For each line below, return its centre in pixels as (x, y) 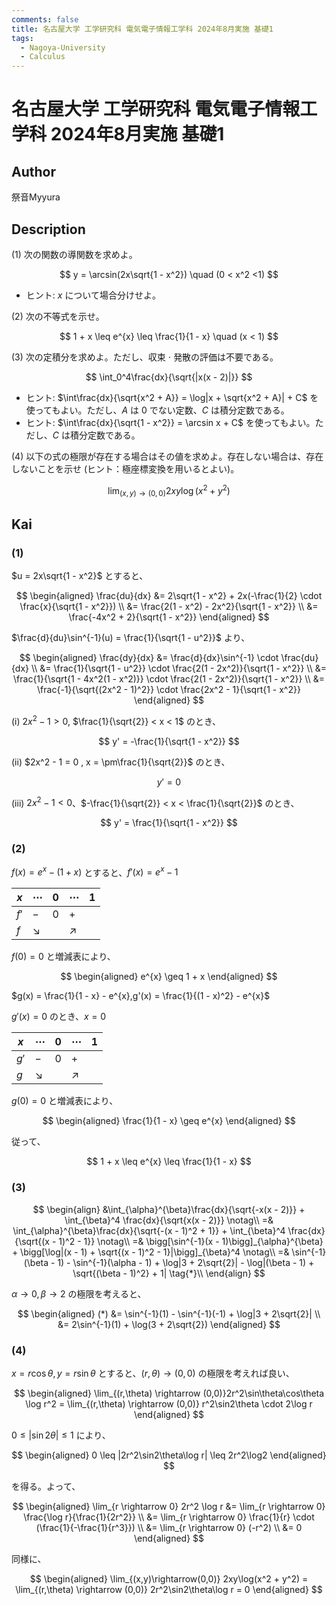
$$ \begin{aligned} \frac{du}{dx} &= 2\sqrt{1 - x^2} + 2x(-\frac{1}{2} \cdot (169, 596)
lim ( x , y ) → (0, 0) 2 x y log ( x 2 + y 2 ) (169, 490)
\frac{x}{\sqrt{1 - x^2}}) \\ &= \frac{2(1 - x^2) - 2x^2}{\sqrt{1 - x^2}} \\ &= (169, 607)
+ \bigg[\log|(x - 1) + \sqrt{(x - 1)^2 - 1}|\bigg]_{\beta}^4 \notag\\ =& (150, 1252)
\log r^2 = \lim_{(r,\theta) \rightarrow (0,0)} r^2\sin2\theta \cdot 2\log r (169, 1403)
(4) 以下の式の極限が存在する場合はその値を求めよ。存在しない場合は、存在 (167, 456)
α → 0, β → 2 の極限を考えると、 (79, 1293)
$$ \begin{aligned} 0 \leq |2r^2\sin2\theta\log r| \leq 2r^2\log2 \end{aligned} (169, 1455)
